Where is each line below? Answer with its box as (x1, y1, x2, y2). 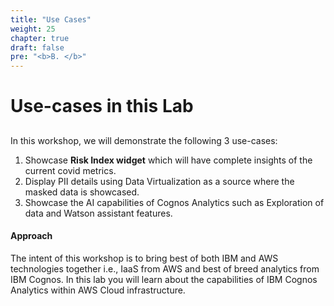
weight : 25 (10, 24, 56, 34)
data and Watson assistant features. (24, 207, 173, 219)
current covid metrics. (24, 164, 117, 176)
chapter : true (10, 33, 70, 43)
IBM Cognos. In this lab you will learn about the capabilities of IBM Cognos (10, 273, 318, 285)
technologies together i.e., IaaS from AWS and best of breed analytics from (10, 262, 320, 275)
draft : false (10, 42, 65, 53)
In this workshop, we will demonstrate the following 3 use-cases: (10, 134, 278, 146)
